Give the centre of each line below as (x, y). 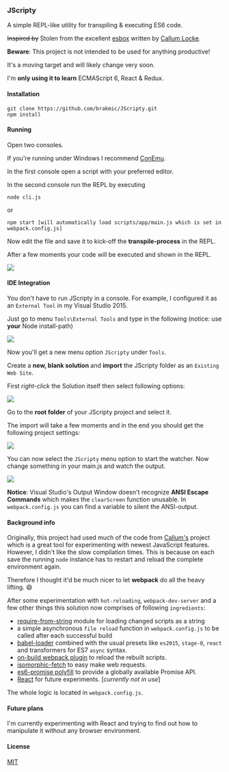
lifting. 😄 (20, 587)
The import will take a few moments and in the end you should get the (105, 425)
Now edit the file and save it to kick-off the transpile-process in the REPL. (111, 241)
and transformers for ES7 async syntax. (72, 650)
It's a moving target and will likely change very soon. (81, 65)
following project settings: (44, 432)
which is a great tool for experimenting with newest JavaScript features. (108, 545)
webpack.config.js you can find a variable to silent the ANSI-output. (103, 506)
